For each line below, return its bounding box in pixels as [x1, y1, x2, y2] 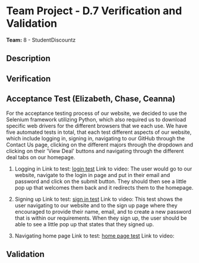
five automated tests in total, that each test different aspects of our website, [6, 129, 192, 136]
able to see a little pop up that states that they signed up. [14, 220, 154, 227]
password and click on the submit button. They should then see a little [14, 178, 187, 185]
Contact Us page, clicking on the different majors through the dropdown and [6, 141, 194, 148]
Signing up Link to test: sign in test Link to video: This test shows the [14, 195, 183, 203]
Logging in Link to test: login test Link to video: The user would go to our [14, 165, 192, 172]
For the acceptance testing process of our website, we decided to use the [6, 110, 187, 117]
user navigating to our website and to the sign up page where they [14, 201, 178, 209]
